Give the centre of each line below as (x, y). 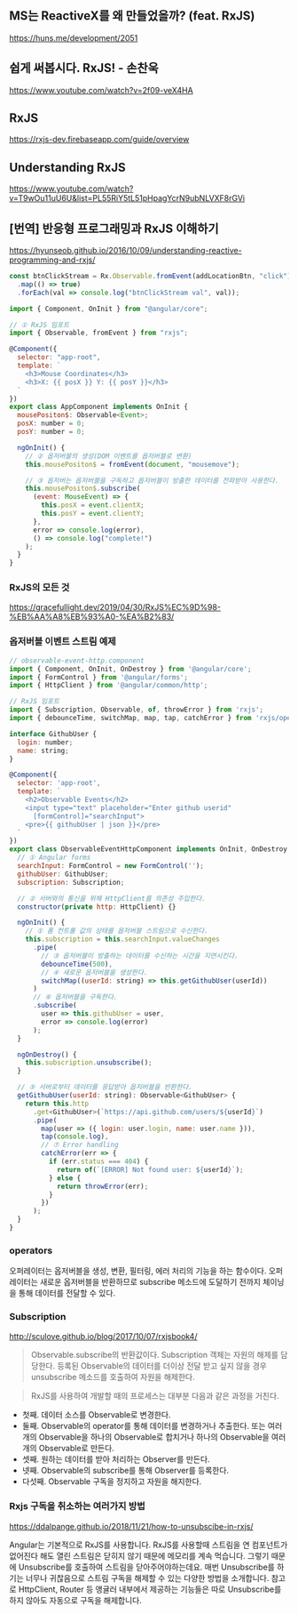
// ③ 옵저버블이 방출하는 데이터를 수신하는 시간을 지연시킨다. (140, 956)
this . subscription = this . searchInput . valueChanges (122, 939)
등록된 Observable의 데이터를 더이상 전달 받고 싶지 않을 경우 (162, 1365)
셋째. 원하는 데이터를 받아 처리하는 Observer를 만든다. (116, 1459)
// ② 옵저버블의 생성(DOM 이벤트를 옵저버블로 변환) (109, 456)
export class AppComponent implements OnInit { (99, 407)
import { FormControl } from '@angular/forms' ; (99, 677)
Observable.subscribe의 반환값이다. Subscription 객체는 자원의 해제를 (155, 1354)
